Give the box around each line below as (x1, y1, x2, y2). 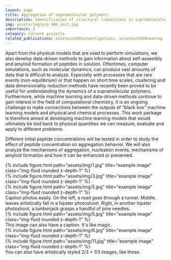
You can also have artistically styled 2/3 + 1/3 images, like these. (5, 249, 141, 255)
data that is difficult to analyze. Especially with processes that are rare (5, 72, 153, 78)
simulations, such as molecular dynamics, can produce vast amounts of (5, 66, 156, 72)
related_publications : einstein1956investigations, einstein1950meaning (5, 36, 163, 41)
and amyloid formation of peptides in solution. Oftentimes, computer (5, 61, 149, 67)
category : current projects (5, 31, 65, 36)
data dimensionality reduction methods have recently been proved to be (5, 82, 157, 88)
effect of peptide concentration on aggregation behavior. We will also (5, 141, 151, 147)
